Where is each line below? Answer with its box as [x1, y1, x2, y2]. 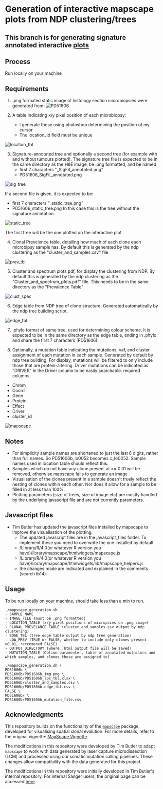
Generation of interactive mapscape [5, 3, 154, 15]
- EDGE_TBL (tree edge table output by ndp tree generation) [5, 633, 132, 638]
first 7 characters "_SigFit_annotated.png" [19, 167, 104, 173]
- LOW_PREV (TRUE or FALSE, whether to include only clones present [5, 637, 147, 642]
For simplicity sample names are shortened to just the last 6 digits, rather [12, 450, 159, 456]
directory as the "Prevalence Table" [12, 284, 84, 290]
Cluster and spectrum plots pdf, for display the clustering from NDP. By [12, 268, 155, 274]
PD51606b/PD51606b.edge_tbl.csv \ [5, 684, 75, 689]
